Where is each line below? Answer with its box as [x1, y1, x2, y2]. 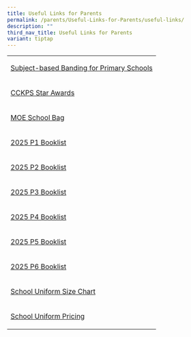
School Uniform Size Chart [10, 287, 96, 297]
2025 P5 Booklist [10, 237, 67, 247]
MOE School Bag [10, 113, 65, 123]
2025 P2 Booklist [10, 162, 67, 172]
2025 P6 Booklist [10, 262, 67, 271]
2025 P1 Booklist [10, 138, 67, 147]
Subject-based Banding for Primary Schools [10, 63, 153, 73]
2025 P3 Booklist [10, 188, 67, 197]
